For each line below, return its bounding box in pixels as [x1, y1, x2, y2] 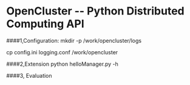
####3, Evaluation [6, 72, 53, 79]
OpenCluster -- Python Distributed [6, 4, 185, 18]
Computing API [6, 17, 85, 31]
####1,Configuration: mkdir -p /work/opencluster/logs [6, 37, 141, 44]
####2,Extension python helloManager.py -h [6, 60, 118, 68]
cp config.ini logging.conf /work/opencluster [6, 48, 118, 55]
